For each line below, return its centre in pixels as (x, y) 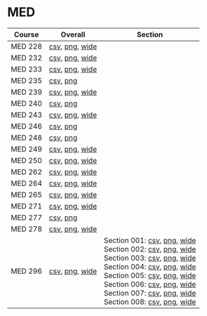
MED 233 (27, 69)
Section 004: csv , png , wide (150, 266)
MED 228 (27, 46)
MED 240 (27, 103)
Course (26, 34)
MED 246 (27, 126)
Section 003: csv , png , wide (150, 258)
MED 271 (27, 206)
